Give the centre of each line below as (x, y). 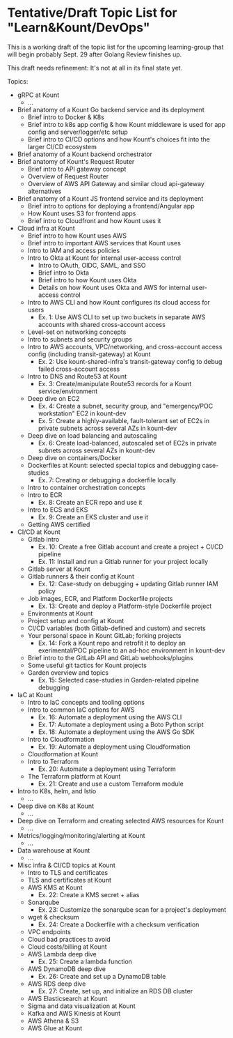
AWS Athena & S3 (53, 1021)
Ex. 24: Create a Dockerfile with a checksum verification (119, 924)
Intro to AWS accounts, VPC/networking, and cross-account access (125, 346)
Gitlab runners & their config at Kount (81, 576)
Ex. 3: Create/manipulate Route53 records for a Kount (115, 383)
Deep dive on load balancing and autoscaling (93, 435)
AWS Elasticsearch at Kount (67, 998)
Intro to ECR (45, 495)
